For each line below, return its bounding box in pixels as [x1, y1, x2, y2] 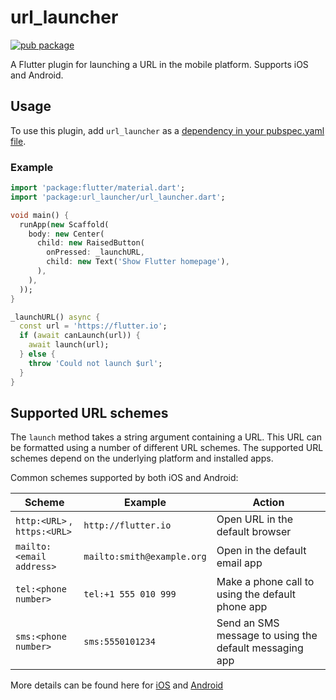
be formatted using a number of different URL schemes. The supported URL [10, 442, 324, 454]
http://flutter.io [83, 520, 172, 531]
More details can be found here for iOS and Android [10, 679, 224, 691]
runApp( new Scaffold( [19, 219, 110, 230]
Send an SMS [216, 616, 280, 630]
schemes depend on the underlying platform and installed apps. [10, 452, 274, 465]
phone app [216, 600, 268, 614]
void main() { [10, 210, 70, 220]
